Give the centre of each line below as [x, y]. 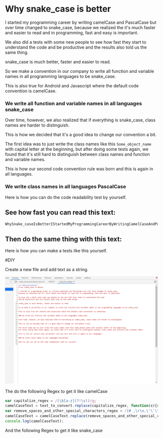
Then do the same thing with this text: [64, 239]
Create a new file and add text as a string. [47, 270]
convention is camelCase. [31, 91]
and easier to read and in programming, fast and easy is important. [72, 32]
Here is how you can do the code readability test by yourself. [66, 197]
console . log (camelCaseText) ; [34, 421]
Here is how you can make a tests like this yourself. [56, 251]
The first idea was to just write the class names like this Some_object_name [78, 144]
